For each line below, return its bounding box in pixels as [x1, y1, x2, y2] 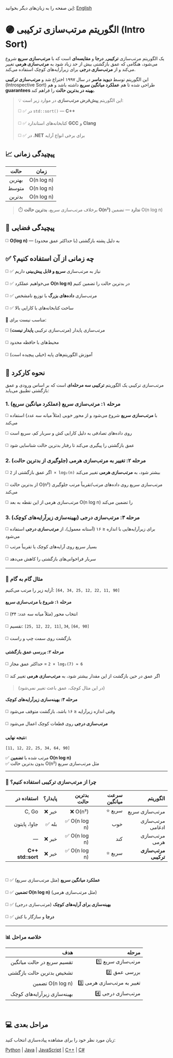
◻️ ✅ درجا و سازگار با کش [5, 914, 55, 920]
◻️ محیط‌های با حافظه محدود [5, 339, 59, 345]
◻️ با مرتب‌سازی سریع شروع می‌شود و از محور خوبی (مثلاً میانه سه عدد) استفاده [5, 412, 158, 419]
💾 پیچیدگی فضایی [5, 223, 55, 232]
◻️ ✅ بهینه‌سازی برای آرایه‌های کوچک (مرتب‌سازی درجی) [5, 901, 111, 908]
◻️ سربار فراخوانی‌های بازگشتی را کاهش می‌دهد [5, 556, 96, 562]
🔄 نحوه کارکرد [5, 368, 45, 377]
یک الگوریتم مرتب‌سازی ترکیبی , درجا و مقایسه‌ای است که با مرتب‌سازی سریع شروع [5, 55, 165, 61]
